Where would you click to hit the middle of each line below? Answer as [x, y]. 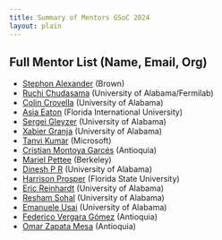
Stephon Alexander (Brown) [73, 84]
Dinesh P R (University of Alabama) [87, 169]
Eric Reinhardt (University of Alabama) [93, 188]
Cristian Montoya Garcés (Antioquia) [90, 150]
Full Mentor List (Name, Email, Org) [108, 62]
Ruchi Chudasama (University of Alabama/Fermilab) [118, 93]
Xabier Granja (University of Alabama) [92, 132]
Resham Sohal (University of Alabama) [94, 198]
